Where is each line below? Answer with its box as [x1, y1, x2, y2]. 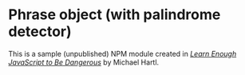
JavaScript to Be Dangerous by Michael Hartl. [8, 57, 160, 67]
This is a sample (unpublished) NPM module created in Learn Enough [8, 49, 237, 58]
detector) [8, 22, 72, 41]
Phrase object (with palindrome [8, 6, 221, 24]
